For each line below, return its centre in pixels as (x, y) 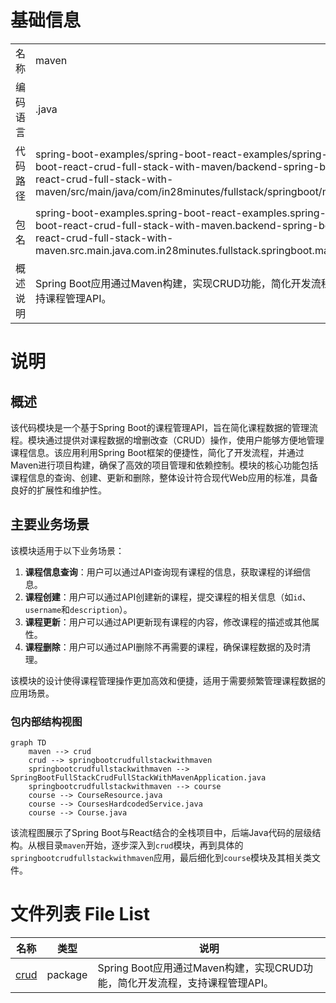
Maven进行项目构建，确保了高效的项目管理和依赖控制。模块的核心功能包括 (164, 465)
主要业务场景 (50, 524)
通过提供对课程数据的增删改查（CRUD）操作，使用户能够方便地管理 (184, 440)
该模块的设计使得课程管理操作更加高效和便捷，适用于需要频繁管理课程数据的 (168, 680)
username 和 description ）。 (78, 609)
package (67, 974)
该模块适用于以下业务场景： (67, 550)
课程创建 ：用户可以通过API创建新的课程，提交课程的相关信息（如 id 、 (168, 597)
